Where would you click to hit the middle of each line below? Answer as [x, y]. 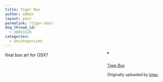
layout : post [18, 18]
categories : [17, 37]
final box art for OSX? [27, 55]
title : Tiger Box [23, 9]
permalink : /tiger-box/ [29, 23]
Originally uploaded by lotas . [133, 74]
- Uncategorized [26, 41]
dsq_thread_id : [20, 28]
